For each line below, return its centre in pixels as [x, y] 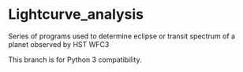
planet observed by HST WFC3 [59, 44]
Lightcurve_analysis [76, 14]
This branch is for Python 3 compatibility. [75, 59]
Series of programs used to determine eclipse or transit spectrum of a [121, 36]
